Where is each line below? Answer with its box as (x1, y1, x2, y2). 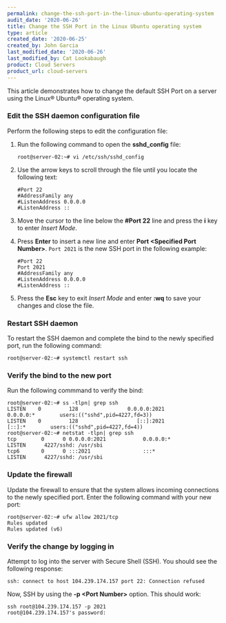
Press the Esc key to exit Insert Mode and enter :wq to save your (17, 294, 201, 302)
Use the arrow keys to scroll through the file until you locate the (17, 165, 198, 174)
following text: (17, 173, 58, 181)
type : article (7, 29, 48, 37)
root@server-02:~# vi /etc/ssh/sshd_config (17, 153, 145, 161)
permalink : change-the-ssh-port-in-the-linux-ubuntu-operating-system (7, 10, 214, 17)
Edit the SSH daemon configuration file (7, 111, 140, 121)
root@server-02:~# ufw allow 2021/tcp (7, 513, 119, 520)
